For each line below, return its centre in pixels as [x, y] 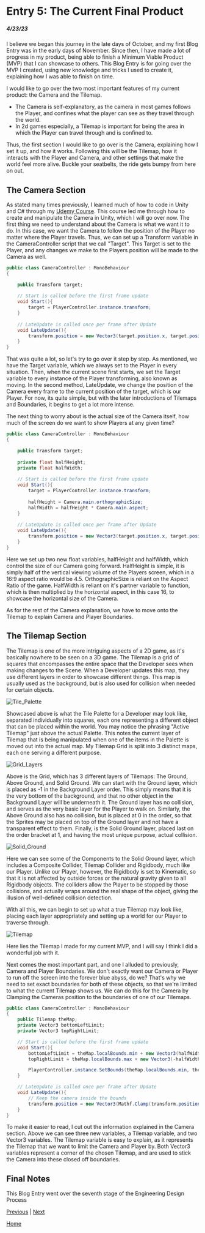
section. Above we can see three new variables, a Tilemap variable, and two [102, 1133]
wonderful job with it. [33, 953]
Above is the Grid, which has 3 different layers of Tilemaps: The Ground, [97, 776]
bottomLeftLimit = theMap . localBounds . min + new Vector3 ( [103, 1053]
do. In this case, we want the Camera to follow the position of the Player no [101, 230]
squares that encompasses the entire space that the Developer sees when [100, 664]
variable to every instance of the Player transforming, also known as [92, 378]
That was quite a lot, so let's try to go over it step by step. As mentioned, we [102, 359]
